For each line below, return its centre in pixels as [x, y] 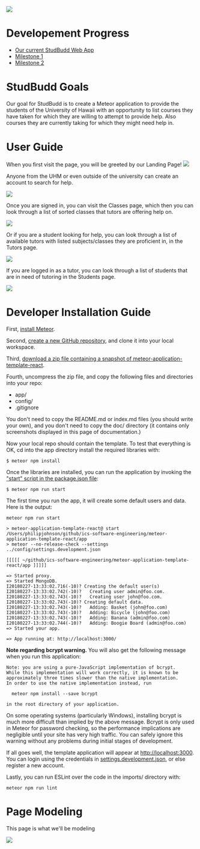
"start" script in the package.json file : [53, 478]
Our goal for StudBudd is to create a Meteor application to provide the [92, 103]
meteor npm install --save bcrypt [55, 693]
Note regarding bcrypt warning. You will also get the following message [96, 650]
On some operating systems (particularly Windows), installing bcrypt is [94, 715]
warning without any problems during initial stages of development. [89, 741]
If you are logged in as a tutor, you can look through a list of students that [97, 270]
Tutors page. [22, 247]
